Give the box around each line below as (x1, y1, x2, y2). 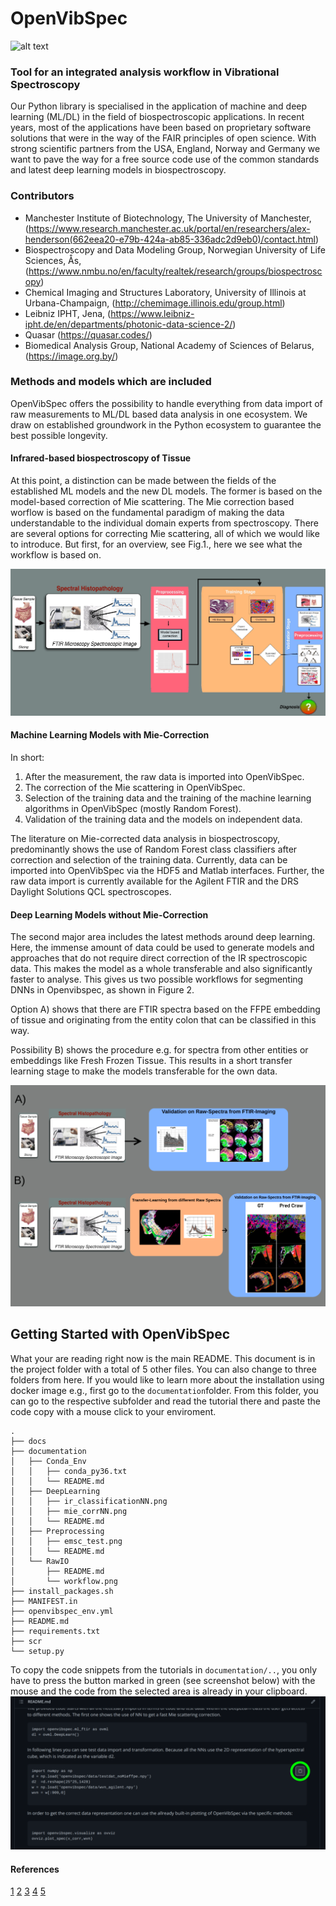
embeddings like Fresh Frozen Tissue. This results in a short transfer (10, 1055, 293, 1067)
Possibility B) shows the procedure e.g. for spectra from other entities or (10, 1044, 309, 1056)
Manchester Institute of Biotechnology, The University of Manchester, (24, 212, 312, 224)
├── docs (10, 1436, 47, 1446)
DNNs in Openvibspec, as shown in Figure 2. (10, 984, 195, 996)
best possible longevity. (10, 429, 108, 441)
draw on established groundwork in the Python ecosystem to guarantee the (10, 418, 322, 431)
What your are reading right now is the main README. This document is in (10, 1352, 316, 1364)
